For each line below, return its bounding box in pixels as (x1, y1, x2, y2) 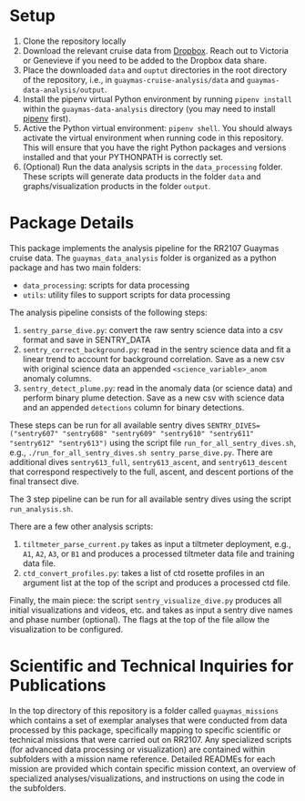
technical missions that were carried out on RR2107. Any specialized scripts (9, 734, 292, 745)
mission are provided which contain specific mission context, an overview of (9, 763, 297, 774)
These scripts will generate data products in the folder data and (22, 170, 261, 182)
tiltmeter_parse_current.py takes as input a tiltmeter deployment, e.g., (22, 538, 291, 549)
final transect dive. (9, 475, 79, 487)
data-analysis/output (22, 86, 105, 95)
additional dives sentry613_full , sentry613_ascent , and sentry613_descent (9, 456, 289, 467)
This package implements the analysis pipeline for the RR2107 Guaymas (9, 242, 280, 253)
